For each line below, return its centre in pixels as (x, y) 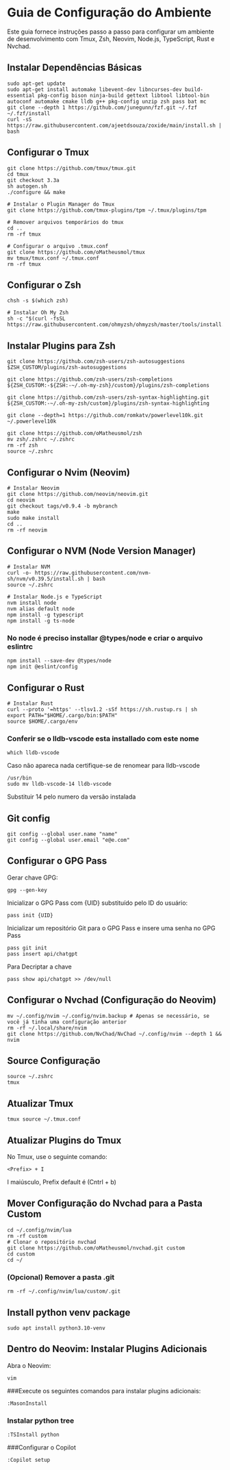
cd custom (21, 1254)
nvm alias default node (41, 609)
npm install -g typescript (46, 614)
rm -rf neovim (27, 530)
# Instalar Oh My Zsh (38, 313)
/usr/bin (20, 778)
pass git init (27, 948)
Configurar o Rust (46, 687)
